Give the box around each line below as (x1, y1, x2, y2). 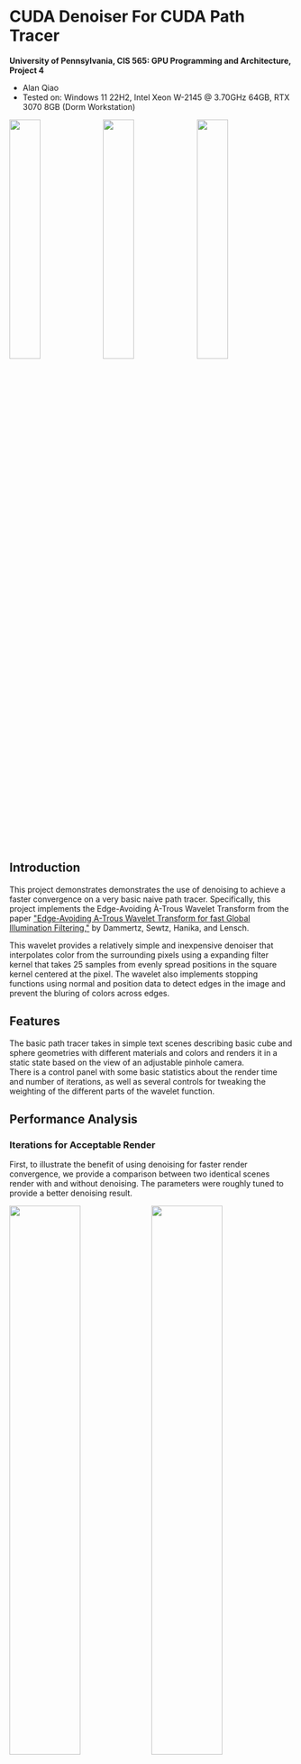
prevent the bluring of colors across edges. (9, 987, 170, 998)
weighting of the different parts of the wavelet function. (9, 1086, 215, 1096)
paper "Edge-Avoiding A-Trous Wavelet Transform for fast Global (9, 913, 251, 923)
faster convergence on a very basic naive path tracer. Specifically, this (9, 894, 271, 905)
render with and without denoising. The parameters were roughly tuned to (9, 1178, 284, 1189)
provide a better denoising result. (9, 1187, 133, 1199)
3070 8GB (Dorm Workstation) (22, 101, 136, 112)
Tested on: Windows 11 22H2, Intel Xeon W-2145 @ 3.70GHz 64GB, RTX (22, 92, 290, 103)
